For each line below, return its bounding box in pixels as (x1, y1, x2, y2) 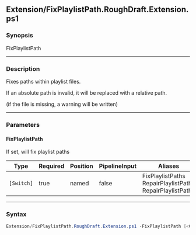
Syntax (6, 210, 27, 219)
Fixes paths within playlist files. (6, 78, 81, 85)
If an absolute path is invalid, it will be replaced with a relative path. (6, 89, 167, 96)
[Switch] (9, 180, 33, 186)
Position (69, 162, 93, 170)
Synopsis (6, 32, 33, 40)
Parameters (6, 120, 40, 129)
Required (38, 162, 65, 170)
